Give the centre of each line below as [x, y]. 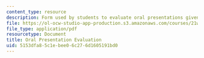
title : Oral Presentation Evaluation [54, 40]
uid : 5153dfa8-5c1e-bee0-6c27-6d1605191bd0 [62, 46]
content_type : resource [36, 12]
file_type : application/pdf [42, 29]
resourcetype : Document [36, 34]
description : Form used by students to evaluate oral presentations [95, 18]
